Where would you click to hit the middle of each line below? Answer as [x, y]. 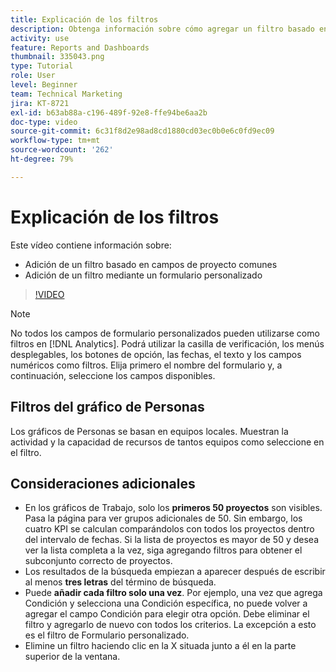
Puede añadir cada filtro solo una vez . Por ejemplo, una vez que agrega [173, 593]
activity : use [40, 38]
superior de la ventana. [72, 657]
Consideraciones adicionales [103, 483]
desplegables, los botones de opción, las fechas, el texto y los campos [156, 354]
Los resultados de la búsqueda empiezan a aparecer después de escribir [175, 572]
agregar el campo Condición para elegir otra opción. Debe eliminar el [167, 614]
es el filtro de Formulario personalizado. [107, 635]
